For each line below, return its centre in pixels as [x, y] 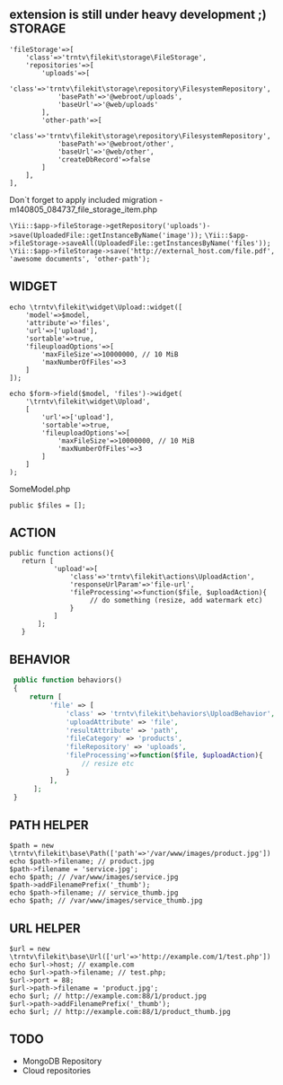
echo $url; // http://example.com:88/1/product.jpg [108, 996]
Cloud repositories [57, 1070]
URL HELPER [45, 928]
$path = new [31, 846]
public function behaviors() [68, 680]
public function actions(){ [62, 553]
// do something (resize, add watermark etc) [176, 601]
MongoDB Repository [62, 1061]
